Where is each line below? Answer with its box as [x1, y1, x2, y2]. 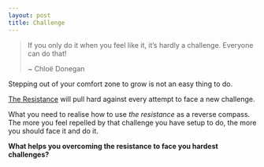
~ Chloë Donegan [27, 64, 85, 73]
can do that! [27, 49, 67, 58]
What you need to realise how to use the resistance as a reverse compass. [8, 109, 251, 118]
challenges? [8, 150, 50, 159]
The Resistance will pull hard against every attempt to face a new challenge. [8, 94, 255, 103]
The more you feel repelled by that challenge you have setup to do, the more [8, 118, 257, 127]
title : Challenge [8, 19, 65, 27]
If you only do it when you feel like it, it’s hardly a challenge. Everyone [27, 40, 254, 49]
